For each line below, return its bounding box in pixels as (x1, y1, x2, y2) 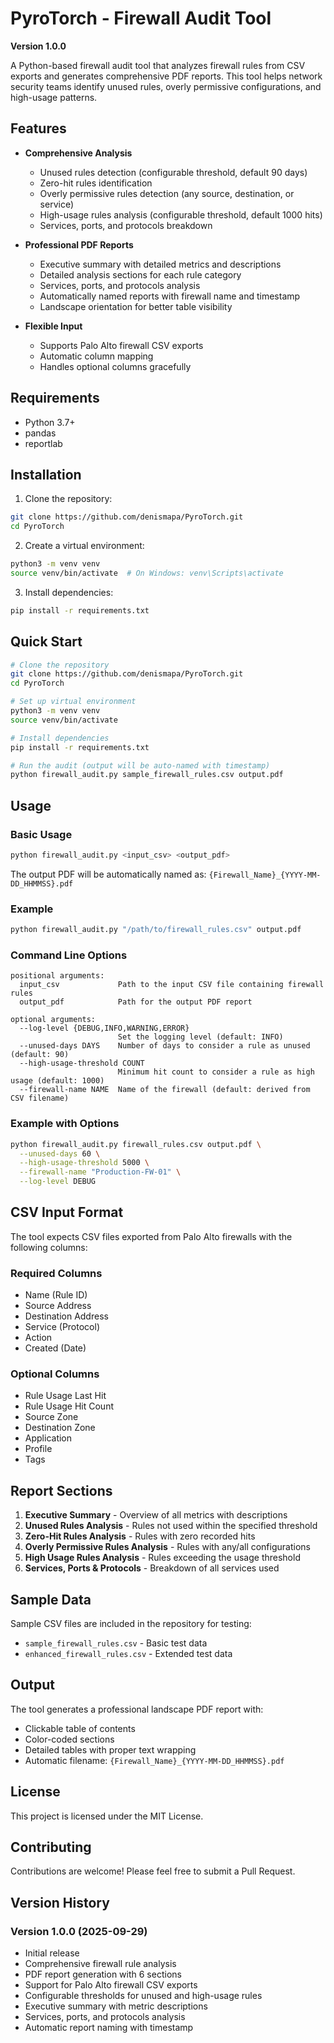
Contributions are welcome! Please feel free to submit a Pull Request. (10, 1865, 296, 1877)
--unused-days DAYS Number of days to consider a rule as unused (19, 1041, 311, 1051)
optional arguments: (10, 1015, 97, 1025)
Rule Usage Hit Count (24, 1400, 114, 1412)
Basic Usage (10, 827, 73, 841)
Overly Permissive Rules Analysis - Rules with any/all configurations (24, 1541, 311, 1553)
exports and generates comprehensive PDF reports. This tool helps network (10, 70, 323, 82)
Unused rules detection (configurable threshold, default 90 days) (39, 166, 308, 178)
